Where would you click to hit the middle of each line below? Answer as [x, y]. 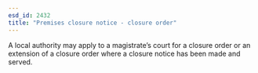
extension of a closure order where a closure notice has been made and [124, 53]
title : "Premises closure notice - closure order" [93, 23]
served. [20, 62]
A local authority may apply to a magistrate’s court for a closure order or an [129, 45]
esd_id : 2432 [29, 15]
